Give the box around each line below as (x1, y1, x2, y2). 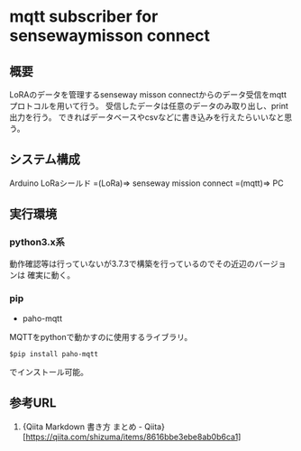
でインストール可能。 (9, 366, 88, 377)
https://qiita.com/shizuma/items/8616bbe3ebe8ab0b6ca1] (25, 431, 242, 442)
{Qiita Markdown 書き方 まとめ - (22, 421, 142, 432)
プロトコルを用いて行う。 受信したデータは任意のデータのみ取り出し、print (9, 101, 288, 111)
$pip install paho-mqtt (9, 349, 99, 358)
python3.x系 (9, 236, 66, 249)
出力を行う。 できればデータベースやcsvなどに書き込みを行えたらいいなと (9, 112, 285, 123)
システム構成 (9, 152, 81, 168)
